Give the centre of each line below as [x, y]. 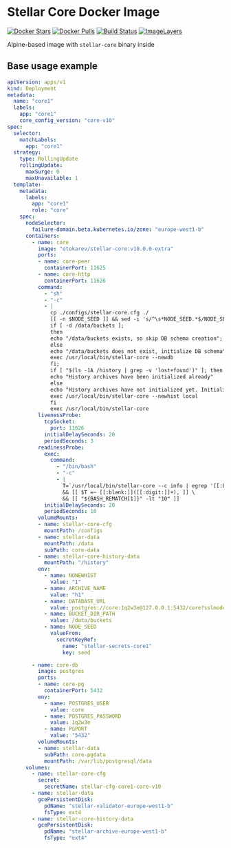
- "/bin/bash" [76, 467]
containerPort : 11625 [75, 268]
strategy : [27, 152]
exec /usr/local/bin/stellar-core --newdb [112, 358]
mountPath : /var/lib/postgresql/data [98, 761]
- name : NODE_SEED [70, 627]
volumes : [38, 767]
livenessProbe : [59, 415]
